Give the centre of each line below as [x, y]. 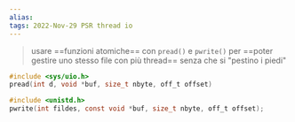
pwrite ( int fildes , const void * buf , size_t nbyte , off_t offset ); [137, 109]
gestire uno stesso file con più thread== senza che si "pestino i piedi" [159, 60]
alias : [21, 17]
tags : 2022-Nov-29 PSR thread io [71, 26]
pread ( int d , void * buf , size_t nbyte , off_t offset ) [111, 85]
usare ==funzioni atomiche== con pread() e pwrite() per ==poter [152, 50]
